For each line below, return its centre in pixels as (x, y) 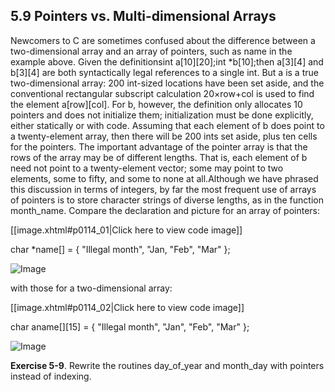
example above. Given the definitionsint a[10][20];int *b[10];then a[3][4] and (167, 61)
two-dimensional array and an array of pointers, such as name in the (151, 51)
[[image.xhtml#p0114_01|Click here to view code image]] (126, 230)
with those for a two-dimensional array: (91, 288)
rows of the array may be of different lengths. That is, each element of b (159, 157)
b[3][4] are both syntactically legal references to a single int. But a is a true (164, 72)
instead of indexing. (51, 376)
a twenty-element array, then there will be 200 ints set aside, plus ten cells (164, 136)
